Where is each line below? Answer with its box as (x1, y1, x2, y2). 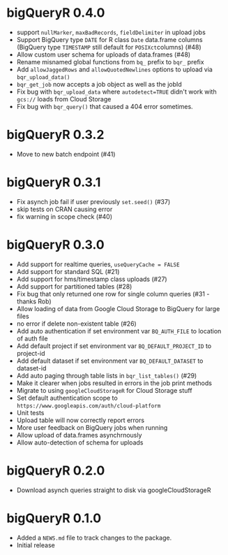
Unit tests (16, 408, 45, 417)
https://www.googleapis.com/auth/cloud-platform (16, 402, 161, 410)
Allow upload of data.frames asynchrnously (16, 431, 142, 439)
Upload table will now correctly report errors (16, 416, 144, 424)
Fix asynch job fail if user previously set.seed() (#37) (16, 197, 171, 206)
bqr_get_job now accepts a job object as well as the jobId (16, 80, 182, 88)
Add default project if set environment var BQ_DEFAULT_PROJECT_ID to (16, 341, 212, 350)
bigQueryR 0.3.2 (6, 127, 105, 143)
